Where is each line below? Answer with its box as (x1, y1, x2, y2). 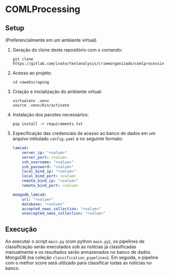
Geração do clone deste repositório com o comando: (12, 47, 123, 53)
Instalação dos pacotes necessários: (12, 112, 89, 117)
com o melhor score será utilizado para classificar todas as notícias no (5, 260, 152, 266)
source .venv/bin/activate (12, 103, 70, 108)
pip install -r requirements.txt (12, 121, 83, 126)
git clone (12, 57, 34, 62)
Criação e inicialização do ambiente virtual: (12, 88, 102, 95)
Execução (5, 225, 37, 234)
